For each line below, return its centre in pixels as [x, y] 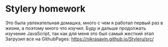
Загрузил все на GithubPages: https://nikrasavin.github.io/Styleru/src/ [80, 39]
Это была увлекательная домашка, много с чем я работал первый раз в [84, 23]
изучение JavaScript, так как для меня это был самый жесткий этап [80, 33]
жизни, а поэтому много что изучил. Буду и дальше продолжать [76, 28]
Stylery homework [45, 9]
